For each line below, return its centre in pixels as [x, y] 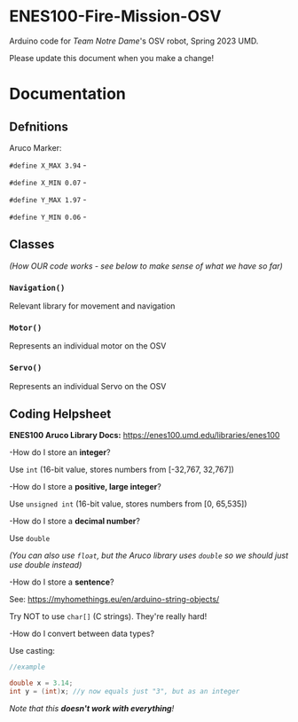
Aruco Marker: [35, 147]
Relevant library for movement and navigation [92, 306]
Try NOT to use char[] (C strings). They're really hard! [108, 616]
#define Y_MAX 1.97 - [48, 199]
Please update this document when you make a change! [112, 58]
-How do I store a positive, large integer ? [85, 487]
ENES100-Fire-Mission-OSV [115, 16]
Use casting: [32, 651]
